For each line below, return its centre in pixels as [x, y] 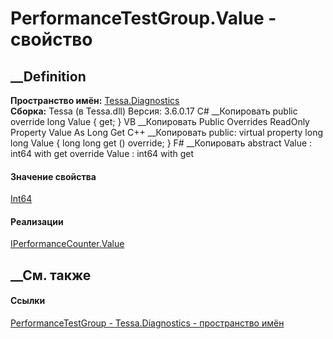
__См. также [51, 275]
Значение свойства [53, 176]
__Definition [48, 76]
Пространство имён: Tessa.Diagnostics [95, 100]
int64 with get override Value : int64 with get [102, 153]
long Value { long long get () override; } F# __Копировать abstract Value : [161, 143]
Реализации [37, 221]
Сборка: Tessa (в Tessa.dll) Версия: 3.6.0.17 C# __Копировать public [154, 111]
